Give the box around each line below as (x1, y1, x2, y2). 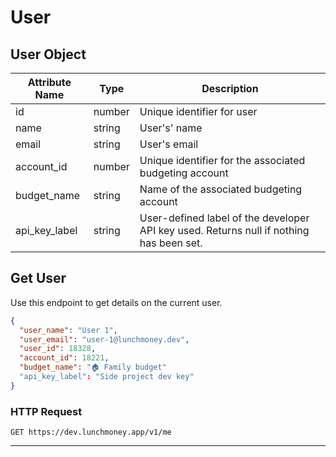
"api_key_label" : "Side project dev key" (19, 372, 195, 382)
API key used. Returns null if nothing (139, 224, 310, 237)
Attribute (27, 76, 72, 89)
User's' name (139, 121, 203, 135)
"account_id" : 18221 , (19, 353, 110, 363)
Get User (10, 270, 67, 287)
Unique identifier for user (139, 105, 258, 118)
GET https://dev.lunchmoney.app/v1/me (10, 427, 172, 438)
